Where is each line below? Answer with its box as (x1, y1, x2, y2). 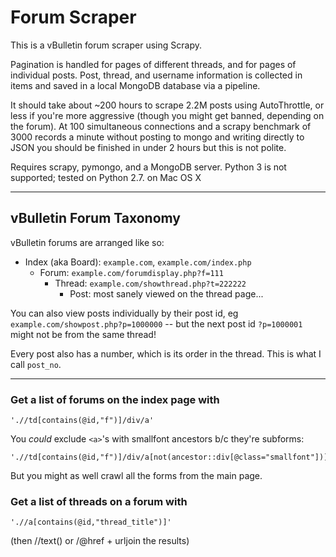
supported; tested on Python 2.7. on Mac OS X (10, 171, 202, 183)
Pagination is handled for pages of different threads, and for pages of (10, 58, 297, 70)
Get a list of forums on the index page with (10, 392, 220, 406)
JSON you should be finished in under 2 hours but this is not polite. (10, 141, 287, 153)
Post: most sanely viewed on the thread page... (69, 287, 264, 300)
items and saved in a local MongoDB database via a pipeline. (10, 79, 261, 91)
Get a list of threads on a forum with (10, 494, 188, 508)
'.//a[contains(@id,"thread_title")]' (10, 517, 172, 528)
